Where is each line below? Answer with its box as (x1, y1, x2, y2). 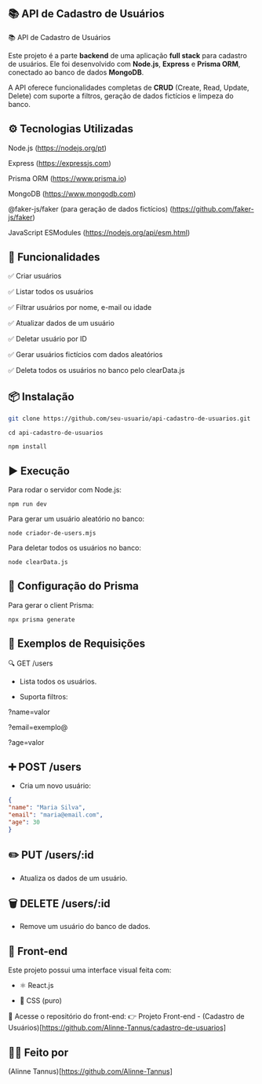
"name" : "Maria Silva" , (8, 804, 86, 812)
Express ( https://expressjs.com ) (8, 158, 111, 168)
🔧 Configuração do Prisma (8, 580, 140, 593)
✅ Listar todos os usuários (8, 287, 94, 297)
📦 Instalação (8, 389, 75, 404)
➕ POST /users (8, 760, 82, 773)
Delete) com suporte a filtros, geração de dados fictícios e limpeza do (8, 90, 234, 101)
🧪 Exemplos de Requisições (8, 637, 146, 651)
